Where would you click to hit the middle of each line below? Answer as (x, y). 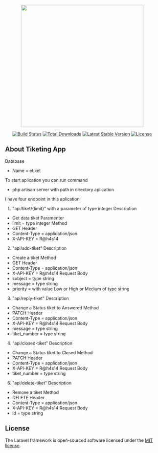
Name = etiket (26, 171)
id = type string (27, 413)
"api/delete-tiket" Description (42, 383)
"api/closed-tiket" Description (42, 343)
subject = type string (33, 278)
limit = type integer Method (40, 223)
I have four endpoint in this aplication (42, 199)
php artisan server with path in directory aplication (63, 189)
